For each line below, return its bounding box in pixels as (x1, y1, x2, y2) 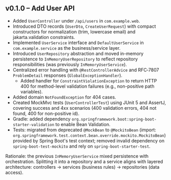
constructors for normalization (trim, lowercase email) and (12, 28, 136, 35)
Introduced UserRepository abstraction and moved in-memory (12, 50, 144, 56)
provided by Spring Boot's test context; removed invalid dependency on (12, 137, 165, 144)
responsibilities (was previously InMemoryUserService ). (12, 61, 127, 67)
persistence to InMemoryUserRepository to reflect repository (12, 56, 138, 62)
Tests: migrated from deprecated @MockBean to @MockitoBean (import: (12, 127, 156, 133)
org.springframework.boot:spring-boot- (71, 116, 157, 122)
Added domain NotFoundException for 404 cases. (12, 94, 116, 100)
